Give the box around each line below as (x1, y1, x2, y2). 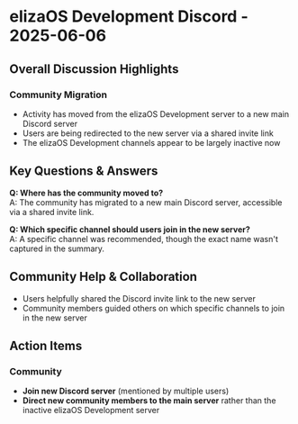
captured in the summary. (9, 243, 105, 254)
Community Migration (9, 88, 108, 101)
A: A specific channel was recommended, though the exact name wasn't (9, 233, 279, 244)
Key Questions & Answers (9, 164, 158, 179)
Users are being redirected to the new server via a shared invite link (22, 128, 275, 139)
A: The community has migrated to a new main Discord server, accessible (9, 196, 283, 208)
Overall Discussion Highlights (9, 61, 179, 77)
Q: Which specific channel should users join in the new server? (9, 223, 250, 235)
